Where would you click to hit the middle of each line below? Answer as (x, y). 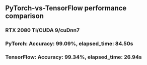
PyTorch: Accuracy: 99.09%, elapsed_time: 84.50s (69, 43)
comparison (25, 16)
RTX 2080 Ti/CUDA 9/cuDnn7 (42, 30)
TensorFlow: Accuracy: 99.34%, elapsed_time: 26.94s (73, 57)
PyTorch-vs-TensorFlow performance (66, 8)
